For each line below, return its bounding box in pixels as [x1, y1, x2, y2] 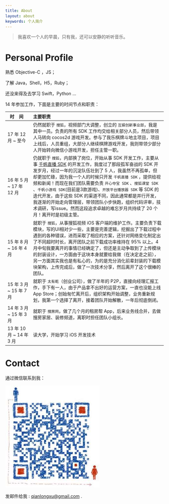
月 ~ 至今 [7, 138, 26, 144]
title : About [5, 8, 33, 13]
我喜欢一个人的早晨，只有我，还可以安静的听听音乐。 [17, 34, 128, 40]
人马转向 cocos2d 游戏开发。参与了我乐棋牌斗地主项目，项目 [33, 134, 159, 141]
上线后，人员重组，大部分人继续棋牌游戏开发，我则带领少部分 [33, 141, 161, 147]
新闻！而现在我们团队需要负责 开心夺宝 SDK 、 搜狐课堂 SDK [42, 180, 158, 186]
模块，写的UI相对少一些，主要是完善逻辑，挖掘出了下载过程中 [33, 226, 161, 232]
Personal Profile [5, 52, 74, 63]
